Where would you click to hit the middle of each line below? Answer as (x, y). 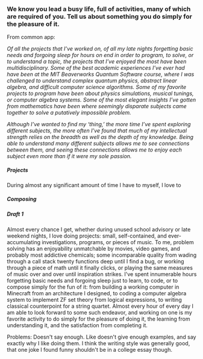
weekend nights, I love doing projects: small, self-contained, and (87, 236)
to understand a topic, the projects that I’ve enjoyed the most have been (97, 61)
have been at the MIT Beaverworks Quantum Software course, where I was (101, 75)
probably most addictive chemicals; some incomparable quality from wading (102, 255)
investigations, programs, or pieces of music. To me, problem (118, 242)
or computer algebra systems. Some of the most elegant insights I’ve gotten (101, 100)
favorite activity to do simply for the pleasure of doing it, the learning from (98, 319)
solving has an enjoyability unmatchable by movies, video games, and (93, 248)
